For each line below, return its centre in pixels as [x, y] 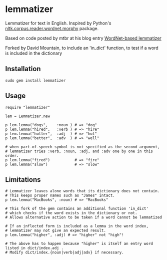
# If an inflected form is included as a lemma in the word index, [77, 226]
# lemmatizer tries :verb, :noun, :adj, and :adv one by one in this [79, 151]
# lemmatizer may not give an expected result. [56, 231]
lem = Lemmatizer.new [28, 116]
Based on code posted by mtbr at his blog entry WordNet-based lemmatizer [83, 38]
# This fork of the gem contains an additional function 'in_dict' [77, 209]
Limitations [23, 180]
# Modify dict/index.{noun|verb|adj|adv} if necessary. [64, 252]
